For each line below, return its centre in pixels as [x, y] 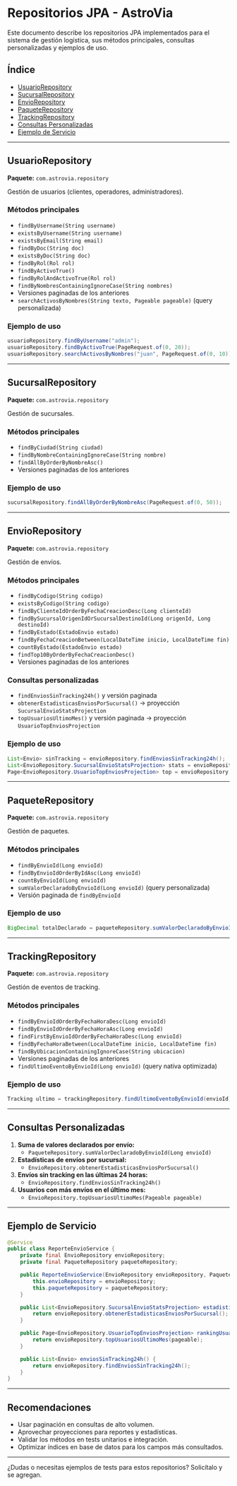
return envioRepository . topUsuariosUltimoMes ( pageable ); [118, 1340]
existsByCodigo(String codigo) [63, 604]
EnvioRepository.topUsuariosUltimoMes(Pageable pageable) [115, 1198]
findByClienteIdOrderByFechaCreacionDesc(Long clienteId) [104, 612]
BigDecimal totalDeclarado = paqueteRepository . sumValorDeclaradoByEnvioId [121, 928]
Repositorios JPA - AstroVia [90, 13]
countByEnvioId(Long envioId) [62, 881]
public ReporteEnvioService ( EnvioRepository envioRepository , [113, 1275]
